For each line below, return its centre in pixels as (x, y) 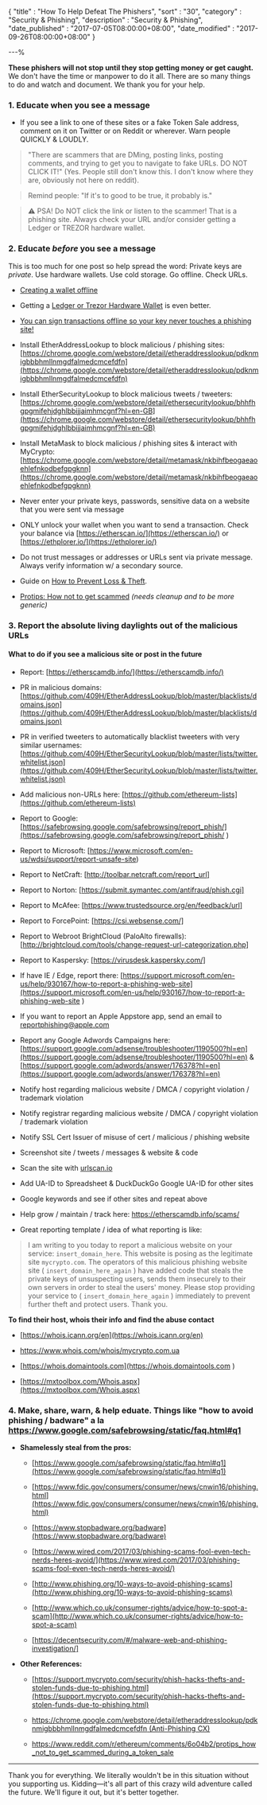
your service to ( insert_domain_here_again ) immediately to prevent (139, 1296)
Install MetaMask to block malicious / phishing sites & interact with (128, 443)
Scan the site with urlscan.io (66, 1168)
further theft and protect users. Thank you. (98, 1304)
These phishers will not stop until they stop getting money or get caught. (131, 68)
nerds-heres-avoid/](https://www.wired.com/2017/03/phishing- (136, 1560)
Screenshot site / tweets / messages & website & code (109, 1152)
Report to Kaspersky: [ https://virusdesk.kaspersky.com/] (112, 960)
